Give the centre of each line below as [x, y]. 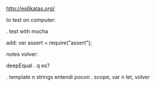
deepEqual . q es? [28, 65]
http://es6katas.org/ [31, 9]
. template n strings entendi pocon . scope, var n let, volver [78, 77]
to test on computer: [31, 20]
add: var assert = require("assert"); [49, 43]
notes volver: [22, 54]
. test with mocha [27, 31]
